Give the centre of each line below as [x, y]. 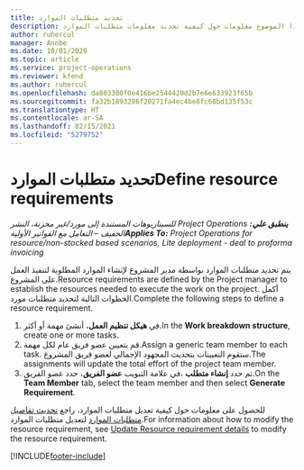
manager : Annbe [39, 43]
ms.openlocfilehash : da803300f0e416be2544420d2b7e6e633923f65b [132, 93]
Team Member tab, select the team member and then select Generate [154, 383]
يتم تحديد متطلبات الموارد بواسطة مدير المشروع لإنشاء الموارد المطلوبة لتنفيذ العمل [151, 269]
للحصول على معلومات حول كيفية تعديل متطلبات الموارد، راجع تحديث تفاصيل [138, 410]
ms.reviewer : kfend [47, 77]
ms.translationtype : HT [55, 110]
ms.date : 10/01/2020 [49, 51]
